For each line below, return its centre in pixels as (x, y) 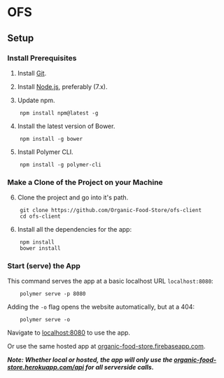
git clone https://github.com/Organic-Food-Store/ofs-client (111, 211)
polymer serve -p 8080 (53, 294)
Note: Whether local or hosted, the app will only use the (90, 360)
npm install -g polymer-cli (61, 164)
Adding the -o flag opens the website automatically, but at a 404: (101, 307)
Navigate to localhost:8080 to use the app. (69, 332)
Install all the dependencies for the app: (74, 230)
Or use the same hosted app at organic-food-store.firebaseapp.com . (106, 346)
